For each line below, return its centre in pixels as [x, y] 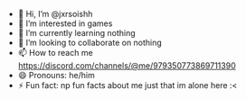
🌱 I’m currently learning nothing [76, 33]
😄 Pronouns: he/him [56, 75]
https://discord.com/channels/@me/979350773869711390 [127, 66]
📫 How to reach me [55, 53]
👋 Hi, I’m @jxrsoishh [55, 14]
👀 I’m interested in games [65, 23]
